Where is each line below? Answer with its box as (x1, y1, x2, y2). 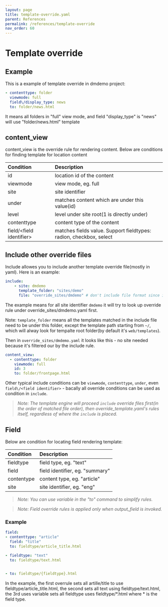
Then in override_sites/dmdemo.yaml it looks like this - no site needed (5, 337, 148, 343)
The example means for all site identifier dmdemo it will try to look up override (5, 301, 161, 308)
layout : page (5, 7, 32, 13)
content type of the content (54, 219, 119, 226)
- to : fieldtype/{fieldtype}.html (5, 571, 77, 576)
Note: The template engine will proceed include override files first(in (17, 400, 158, 406)
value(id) (54, 203, 76, 210)
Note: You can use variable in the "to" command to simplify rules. (17, 496, 153, 502)
